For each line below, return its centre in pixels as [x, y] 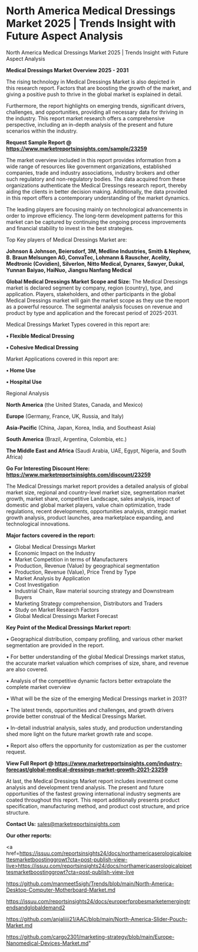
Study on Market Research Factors [57, 610]
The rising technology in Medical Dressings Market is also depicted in [91, 82]
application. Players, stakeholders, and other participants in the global [91, 294]
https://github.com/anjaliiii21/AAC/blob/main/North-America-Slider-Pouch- [97, 919]
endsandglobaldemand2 [36, 908]
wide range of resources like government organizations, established [89, 166]
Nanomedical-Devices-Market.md [47, 943]
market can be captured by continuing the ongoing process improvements [96, 222]
